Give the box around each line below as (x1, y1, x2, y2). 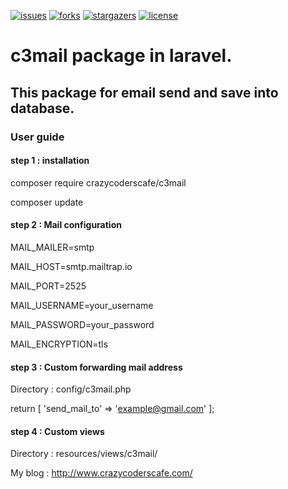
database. (10, 100, 75, 117)
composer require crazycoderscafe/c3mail (10, 176, 187, 189)
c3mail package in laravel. (10, 45, 233, 67)
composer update (10, 196, 84, 208)
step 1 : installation (10, 155, 90, 167)
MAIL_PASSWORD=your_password (10, 318, 155, 330)
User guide (10, 130, 65, 144)
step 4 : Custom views (10, 425, 105, 437)
